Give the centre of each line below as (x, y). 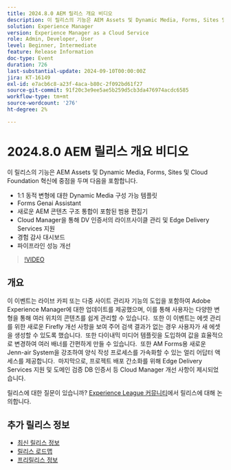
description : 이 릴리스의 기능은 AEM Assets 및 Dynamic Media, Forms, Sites (113, 20)
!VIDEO (34, 259)
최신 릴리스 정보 (38, 443)
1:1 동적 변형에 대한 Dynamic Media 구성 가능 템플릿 (87, 195)
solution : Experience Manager (51, 26)
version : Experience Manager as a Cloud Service (78, 33)
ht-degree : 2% (27, 109)
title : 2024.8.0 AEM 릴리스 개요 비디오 (60, 13)
